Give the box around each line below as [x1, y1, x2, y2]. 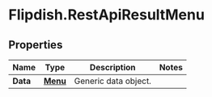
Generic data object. [74, 75, 152, 86]
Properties [8, 38, 63, 52]
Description [89, 62, 136, 73]
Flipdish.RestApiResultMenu [8, 6, 205, 24]
